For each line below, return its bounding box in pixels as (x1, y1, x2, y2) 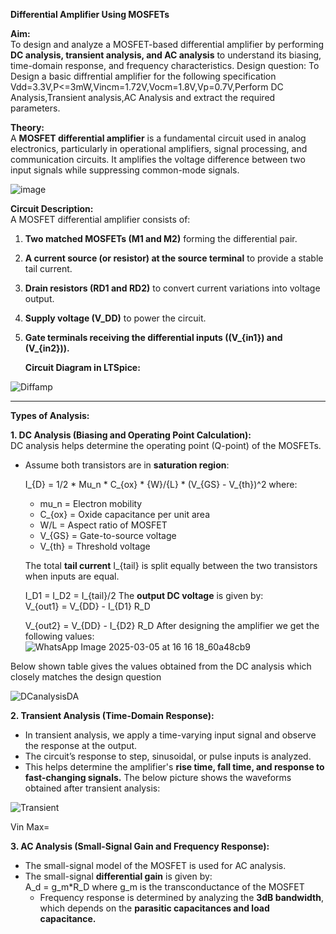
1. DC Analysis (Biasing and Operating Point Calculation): (10, 429, 252, 441)
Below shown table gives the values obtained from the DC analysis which (10, 660, 312, 672)
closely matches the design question (10, 671, 162, 683)
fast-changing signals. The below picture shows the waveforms (24, 772, 292, 783)
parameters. (10, 102, 61, 114)
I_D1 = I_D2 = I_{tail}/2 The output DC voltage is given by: (24, 590, 264, 601)
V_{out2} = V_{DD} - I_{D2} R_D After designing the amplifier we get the (24, 620, 320, 631)
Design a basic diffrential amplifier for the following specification (10, 70, 277, 82)
